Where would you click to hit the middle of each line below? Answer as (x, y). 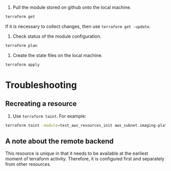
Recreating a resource (41, 104)
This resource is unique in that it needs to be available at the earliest (77, 153)
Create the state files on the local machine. (58, 55)
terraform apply (22, 65)
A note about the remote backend (59, 141)
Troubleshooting (41, 85)
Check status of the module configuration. (57, 36)
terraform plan (21, 45)
